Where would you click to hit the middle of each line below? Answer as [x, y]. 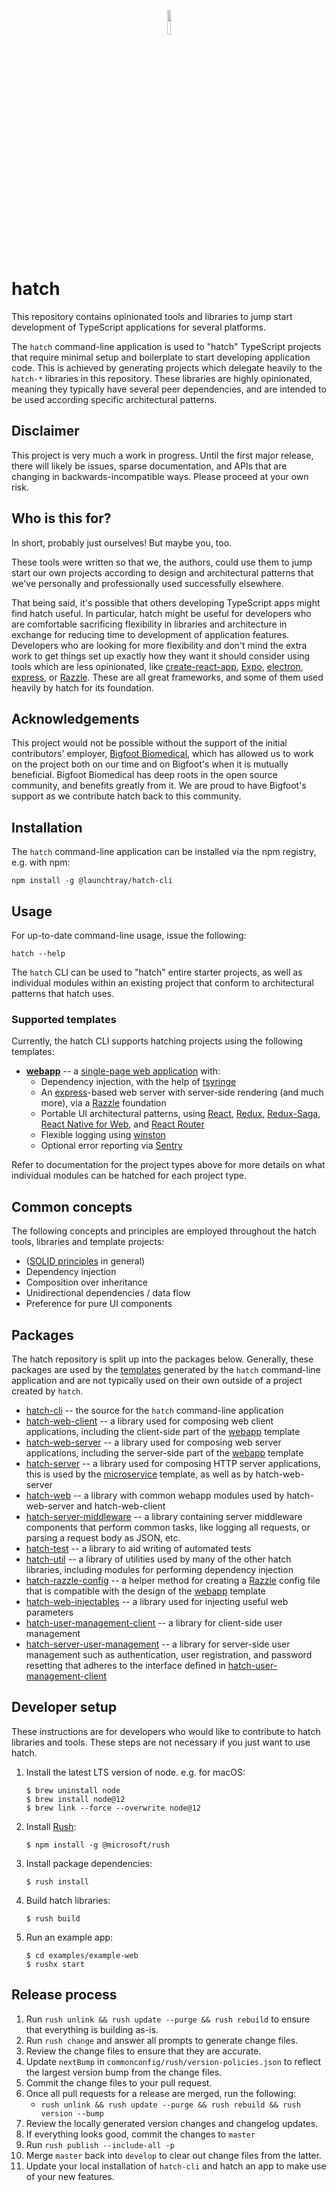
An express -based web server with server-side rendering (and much [182, 1092]
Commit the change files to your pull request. [119, 2082]
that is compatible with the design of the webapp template [145, 1591]
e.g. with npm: [41, 862]
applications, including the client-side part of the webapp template [163, 1431]
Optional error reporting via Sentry [111, 1146]
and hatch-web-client [121, 1506]
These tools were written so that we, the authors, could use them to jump [162, 562]
